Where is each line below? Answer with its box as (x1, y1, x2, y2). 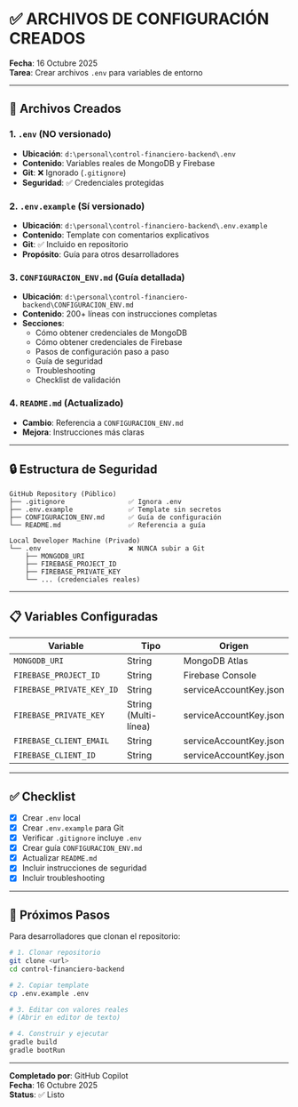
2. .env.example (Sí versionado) (9, 200, 145, 213)
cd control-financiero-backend (9, 965, 125, 974)
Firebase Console (183, 670, 257, 682)
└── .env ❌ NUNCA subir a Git (9, 544, 206, 553)
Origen (218, 640, 249, 653)
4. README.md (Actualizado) (9, 397, 124, 409)
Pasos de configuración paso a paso (35, 347, 169, 357)
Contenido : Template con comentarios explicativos (21, 229, 210, 240)
